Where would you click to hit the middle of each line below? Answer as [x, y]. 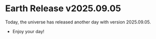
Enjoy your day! [28, 31]
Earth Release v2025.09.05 [63, 9]
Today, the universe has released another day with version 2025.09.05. [78, 22]
